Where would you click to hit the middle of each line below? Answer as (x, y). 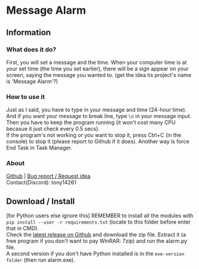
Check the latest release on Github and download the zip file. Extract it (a (96, 235)
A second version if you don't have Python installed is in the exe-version (95, 253)
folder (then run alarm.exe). (41, 260)
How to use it (25, 97)
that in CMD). (22, 228)
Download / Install (41, 201)
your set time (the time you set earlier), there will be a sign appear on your (97, 69)
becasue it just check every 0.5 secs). (53, 129)
